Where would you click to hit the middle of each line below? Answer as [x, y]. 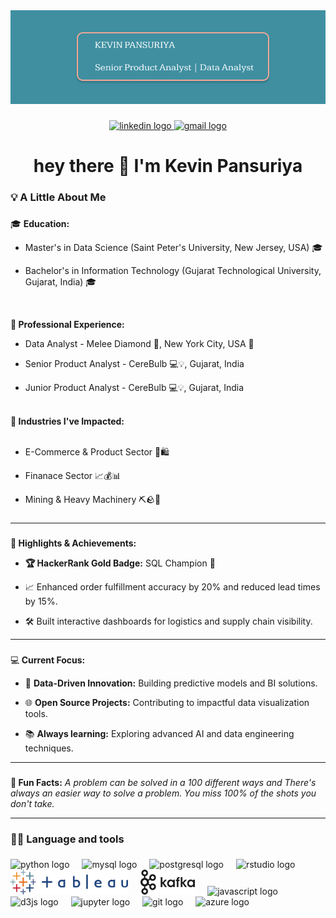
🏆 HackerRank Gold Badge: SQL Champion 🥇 [120, 563]
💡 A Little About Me [58, 197]
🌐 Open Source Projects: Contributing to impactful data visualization [167, 702]
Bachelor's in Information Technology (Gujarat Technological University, [173, 270]
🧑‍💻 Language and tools [67, 839]
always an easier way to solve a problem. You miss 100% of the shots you [163, 793]
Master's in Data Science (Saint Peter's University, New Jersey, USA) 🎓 [173, 247]
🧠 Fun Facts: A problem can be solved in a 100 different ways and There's [163, 782]
